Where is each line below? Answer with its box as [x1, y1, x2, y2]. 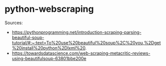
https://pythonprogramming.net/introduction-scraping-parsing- [11, 29, 142, 35]
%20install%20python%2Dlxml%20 [11, 45, 86, 51]
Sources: [4, 20, 23, 26]
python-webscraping [4, 3, 94, 15]
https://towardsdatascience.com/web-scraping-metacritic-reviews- [11, 50, 151, 56]
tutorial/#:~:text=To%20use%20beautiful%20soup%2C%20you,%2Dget [11, 39, 161, 45]
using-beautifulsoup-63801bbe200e [11, 55, 87, 61]
